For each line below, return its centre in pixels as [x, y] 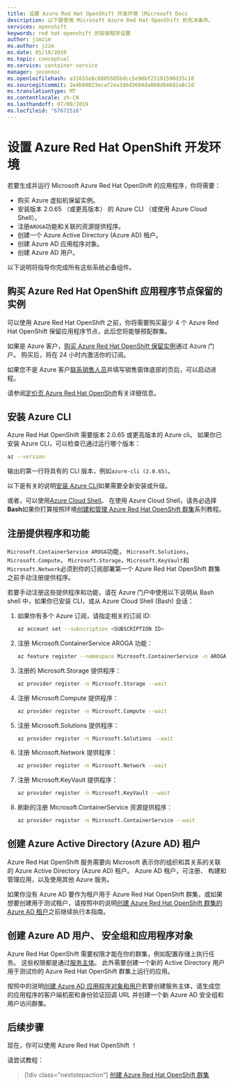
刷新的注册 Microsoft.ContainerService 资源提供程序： [95, 808]
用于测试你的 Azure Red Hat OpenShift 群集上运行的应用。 [90, 971]
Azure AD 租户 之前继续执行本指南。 [58, 911]
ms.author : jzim [31, 46]
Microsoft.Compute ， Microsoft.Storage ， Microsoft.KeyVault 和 [98, 560]
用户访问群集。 [29, 1003]
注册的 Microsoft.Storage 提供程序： [69, 670]
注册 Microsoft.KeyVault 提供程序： [67, 780]
